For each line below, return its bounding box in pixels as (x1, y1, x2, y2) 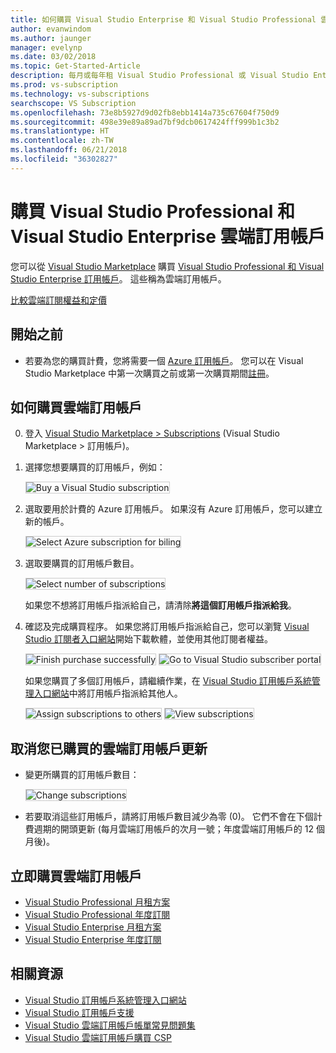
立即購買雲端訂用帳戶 (10, 867, 142, 885)
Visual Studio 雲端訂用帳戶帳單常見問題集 (24, 1019, 196, 1031)
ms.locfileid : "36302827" (10, 154, 118, 164)
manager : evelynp (10, 42, 83, 53)
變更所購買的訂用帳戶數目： (24, 769, 140, 781)
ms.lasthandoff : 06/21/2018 (10, 145, 128, 155)
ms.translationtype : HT (10, 126, 110, 136)
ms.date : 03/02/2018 (10, 52, 97, 62)
